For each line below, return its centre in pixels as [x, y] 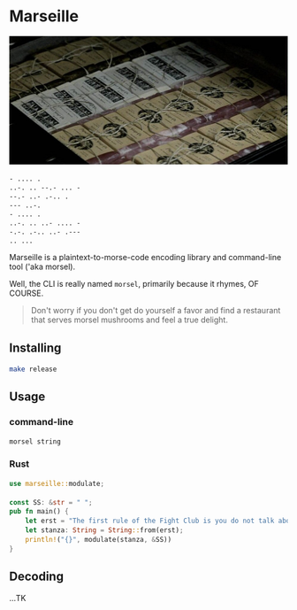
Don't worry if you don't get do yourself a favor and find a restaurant [156, 311]
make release [33, 369]
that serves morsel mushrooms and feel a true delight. [129, 320]
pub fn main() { [39, 512]
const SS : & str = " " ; [51, 502]
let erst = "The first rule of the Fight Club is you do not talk [150, 521]
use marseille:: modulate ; [57, 483]
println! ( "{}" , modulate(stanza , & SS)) [99, 540]
